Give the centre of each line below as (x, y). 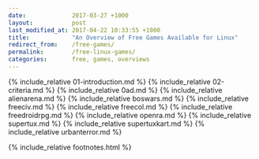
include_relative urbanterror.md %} (65, 131)
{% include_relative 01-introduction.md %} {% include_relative (110, 81)
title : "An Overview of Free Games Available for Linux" (123, 37)
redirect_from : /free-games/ (61, 45)
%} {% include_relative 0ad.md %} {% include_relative (133, 90)
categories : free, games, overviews (79, 60)
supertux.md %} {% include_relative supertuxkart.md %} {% (107, 124)
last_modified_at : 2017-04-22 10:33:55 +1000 (84, 30)
